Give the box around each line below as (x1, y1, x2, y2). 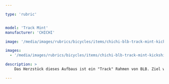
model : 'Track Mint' (5, 25, 49, 30)
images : (5, 48, 22, 53)
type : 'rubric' (5, 12, 37, 17)
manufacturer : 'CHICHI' (5, 30, 55, 35)
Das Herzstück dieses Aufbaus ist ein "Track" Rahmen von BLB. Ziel (14, 66, 161, 71)
